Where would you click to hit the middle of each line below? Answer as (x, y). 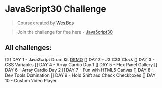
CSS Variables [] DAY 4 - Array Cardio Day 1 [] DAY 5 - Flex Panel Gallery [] (81, 64)
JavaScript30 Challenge (56, 9)
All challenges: (29, 48)
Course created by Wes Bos (46, 23)
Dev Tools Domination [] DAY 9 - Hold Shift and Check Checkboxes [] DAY (81, 75)
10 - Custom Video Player (31, 80)
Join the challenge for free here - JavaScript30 (65, 32)
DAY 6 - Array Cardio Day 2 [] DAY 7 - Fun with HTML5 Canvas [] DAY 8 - (80, 70)
